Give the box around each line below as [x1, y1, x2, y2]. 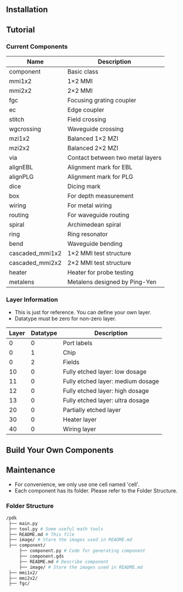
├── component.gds [19, 553, 65, 559]
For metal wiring [67, 201, 112, 209]
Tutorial [6, 25, 35, 35]
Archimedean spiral [67, 221, 121, 229]
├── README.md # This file [8, 531, 75, 537]
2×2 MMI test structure [67, 259, 131, 267]
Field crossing [67, 115, 107, 124]
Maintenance [6, 465, 56, 475]
